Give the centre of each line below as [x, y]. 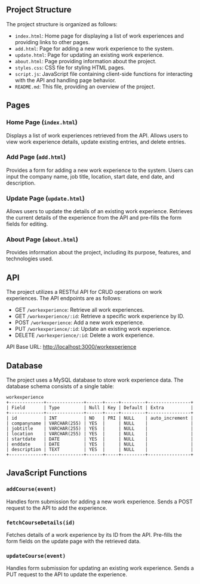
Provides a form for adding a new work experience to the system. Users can [100, 170]
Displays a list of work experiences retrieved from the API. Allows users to [97, 135]
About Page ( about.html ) [42, 239]
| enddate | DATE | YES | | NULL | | [100, 444]
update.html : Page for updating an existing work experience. [89, 55]
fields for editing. [27, 224]
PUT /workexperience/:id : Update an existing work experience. [93, 329]
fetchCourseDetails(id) [41, 522]
